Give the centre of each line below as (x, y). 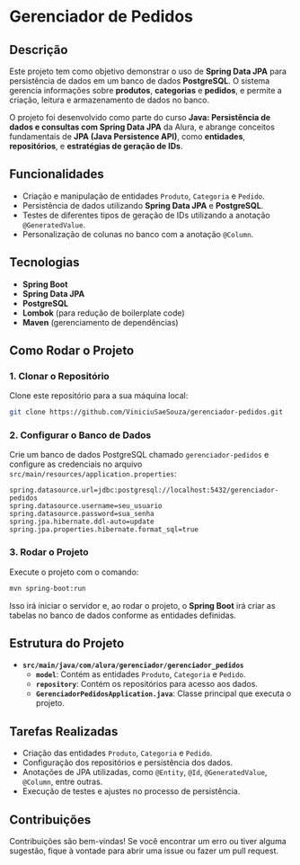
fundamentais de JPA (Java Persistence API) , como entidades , (127, 136)
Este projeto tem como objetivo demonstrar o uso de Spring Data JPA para (148, 71)
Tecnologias (44, 263)
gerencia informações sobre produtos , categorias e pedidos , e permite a (146, 90)
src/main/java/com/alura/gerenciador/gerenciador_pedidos (133, 666)
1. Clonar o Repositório (59, 376)
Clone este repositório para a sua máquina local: (99, 396)
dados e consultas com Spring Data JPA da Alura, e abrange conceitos (142, 127)
